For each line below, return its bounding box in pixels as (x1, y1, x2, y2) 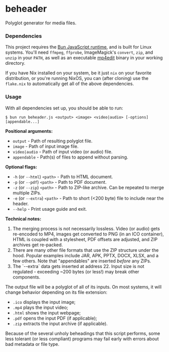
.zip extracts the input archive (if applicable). (12, 320, 108, 327)
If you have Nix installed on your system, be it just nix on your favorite (5, 70, 152, 76)
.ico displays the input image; (12, 299, 76, 305)
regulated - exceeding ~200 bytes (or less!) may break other (12, 268, 140, 275)
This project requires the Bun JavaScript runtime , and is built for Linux (5, 44, 152, 50)
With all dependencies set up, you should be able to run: (5, 105, 123, 111)
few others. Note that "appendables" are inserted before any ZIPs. (12, 258, 151, 264)
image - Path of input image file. (12, 143, 79, 149)
